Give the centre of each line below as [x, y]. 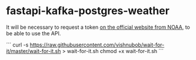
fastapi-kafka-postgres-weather [88, 11]
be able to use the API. [34, 33]
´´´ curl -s [17, 45]
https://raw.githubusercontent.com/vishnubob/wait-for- [97, 45]
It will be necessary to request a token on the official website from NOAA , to [98, 27]
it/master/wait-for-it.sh [34, 51]
